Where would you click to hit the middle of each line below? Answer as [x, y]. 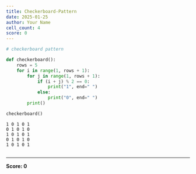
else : [44, 92]
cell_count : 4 [23, 28]
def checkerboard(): [31, 60]
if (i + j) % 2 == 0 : [64, 81]
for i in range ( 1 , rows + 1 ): [53, 71]
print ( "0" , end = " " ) [73, 98]
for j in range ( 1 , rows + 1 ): [64, 76]
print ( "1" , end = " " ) [73, 87]
